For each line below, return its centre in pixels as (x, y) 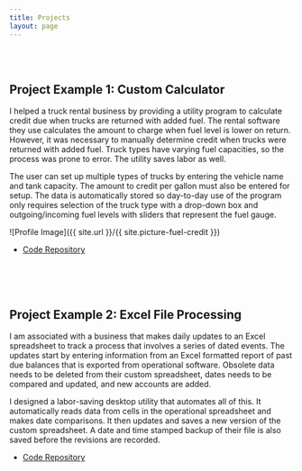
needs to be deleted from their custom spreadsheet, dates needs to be (141, 375)
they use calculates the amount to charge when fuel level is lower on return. (150, 131)
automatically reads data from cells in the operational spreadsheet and (141, 412)
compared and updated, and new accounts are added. (110, 385)
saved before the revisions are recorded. (85, 440)
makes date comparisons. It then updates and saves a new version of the (145, 421)
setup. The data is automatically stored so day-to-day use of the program (146, 195)
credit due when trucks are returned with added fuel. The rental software (145, 121)
